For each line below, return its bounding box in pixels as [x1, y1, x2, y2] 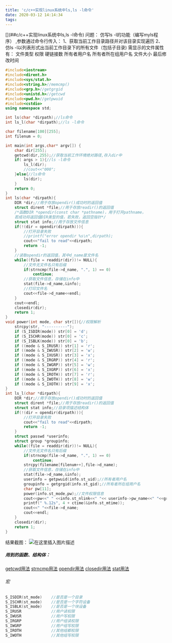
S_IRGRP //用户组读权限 [5, 618, 79, 624]
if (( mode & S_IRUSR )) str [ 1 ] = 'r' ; [14, 343, 95, 349]
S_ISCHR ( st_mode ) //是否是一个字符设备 [5, 599, 91, 605]
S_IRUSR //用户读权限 [5, 609, 75, 614]
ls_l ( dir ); [24, 162, 47, 167]
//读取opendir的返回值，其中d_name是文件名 [14, 252, 99, 258]
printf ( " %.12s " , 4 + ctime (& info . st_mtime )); [24, 500, 125, 506]
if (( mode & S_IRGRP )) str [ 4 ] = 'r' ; [14, 357, 95, 363]
